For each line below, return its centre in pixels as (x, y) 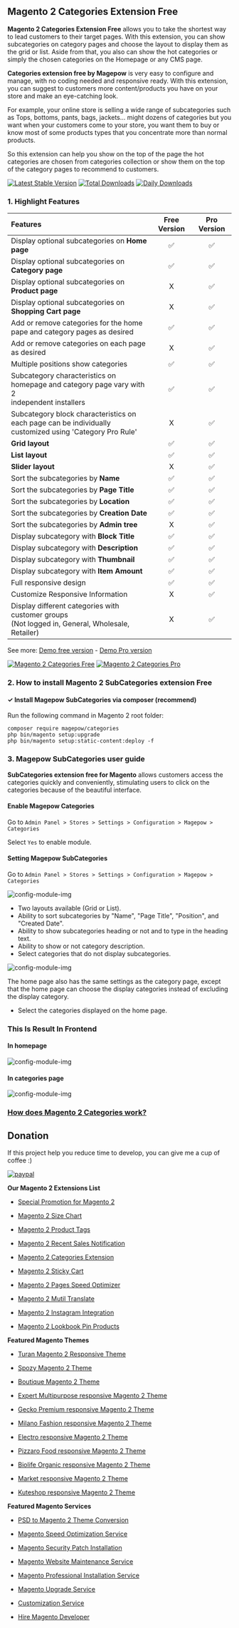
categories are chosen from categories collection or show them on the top (116, 161)
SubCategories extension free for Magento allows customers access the (115, 775)
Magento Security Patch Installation (70, 1548)
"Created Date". (41, 923)
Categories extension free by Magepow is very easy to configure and (111, 73)
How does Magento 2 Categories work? (77, 1112)
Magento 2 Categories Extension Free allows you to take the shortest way (117, 29)
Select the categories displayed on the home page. (92, 1010)
